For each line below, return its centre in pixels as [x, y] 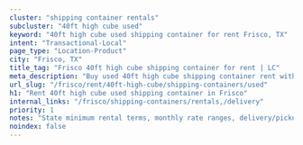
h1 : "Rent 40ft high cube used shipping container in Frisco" [129, 93]
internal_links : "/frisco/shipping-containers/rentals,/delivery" [137, 101]
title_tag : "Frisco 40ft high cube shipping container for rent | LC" [145, 68]
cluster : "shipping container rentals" [84, 18]
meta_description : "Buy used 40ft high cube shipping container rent [143, 77]
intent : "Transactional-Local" [68, 43]
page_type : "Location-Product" [68, 51]
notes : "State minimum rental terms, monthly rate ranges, [123, 118]
